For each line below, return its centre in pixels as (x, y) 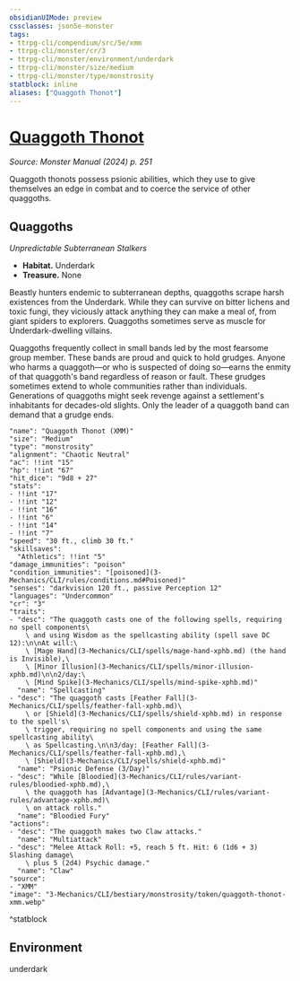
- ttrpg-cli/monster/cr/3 (57, 51)
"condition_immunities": (56, 573)
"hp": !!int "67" (42, 471)
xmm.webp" (28, 903)
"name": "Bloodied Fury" (64, 816)
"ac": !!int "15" (42, 463)
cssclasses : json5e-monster (62, 26)
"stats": (26, 486)
